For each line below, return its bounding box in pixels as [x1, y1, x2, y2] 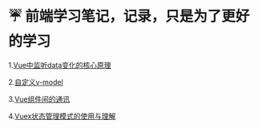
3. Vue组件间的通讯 [8, 94, 71, 104]
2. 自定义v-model [8, 77, 64, 86]
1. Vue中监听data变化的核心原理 [8, 60, 111, 70]
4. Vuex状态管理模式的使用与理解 [8, 111, 116, 121]
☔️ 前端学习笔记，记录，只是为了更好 [8, 7, 250, 26]
